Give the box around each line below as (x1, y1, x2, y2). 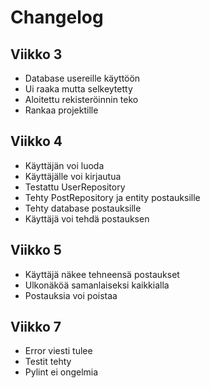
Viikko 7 (10, 319, 62, 336)
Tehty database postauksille (24, 202, 142, 214)
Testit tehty (24, 356, 72, 368)
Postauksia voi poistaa (24, 289, 118, 301)
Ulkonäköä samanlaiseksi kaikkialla (24, 279, 170, 291)
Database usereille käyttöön (24, 72, 141, 84)
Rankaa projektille (24, 104, 99, 116)
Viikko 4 (10, 133, 63, 150)
